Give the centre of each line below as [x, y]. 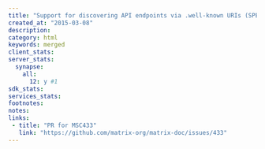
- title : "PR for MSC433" [54, 125]
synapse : [30, 67]
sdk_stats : [26, 89]
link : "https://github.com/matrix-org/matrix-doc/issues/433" [123, 132]
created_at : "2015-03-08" [50, 23]
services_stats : [35, 96]
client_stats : [32, 52]
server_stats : [32, 60]
